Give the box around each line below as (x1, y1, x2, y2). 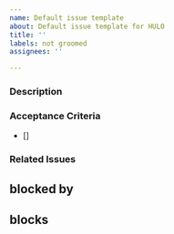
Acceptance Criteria (9, 109, 101, 122)
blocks (9, 212, 49, 228)
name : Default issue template (9, 13, 125, 23)
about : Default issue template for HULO (9, 22, 166, 31)
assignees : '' (9, 47, 64, 56)
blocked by (9, 181, 75, 197)
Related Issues (9, 153, 76, 166)
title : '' (9, 30, 47, 39)
